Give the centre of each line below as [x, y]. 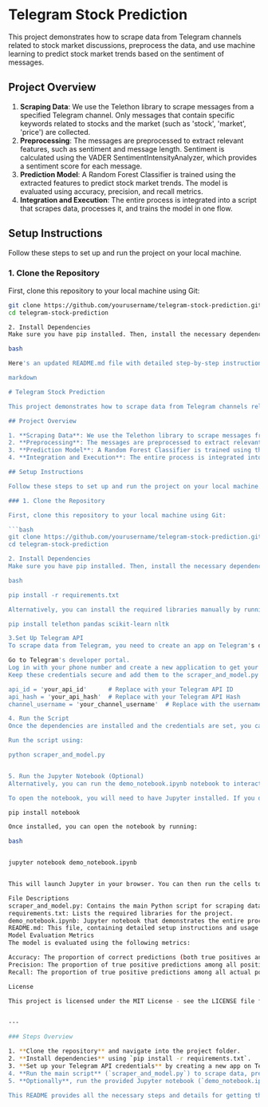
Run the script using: [46, 741]
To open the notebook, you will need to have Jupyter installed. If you [132, 798]
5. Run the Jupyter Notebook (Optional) [77, 776]
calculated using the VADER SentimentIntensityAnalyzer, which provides [138, 157]
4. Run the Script [39, 719]
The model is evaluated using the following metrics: [100, 943]
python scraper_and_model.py [57, 755]
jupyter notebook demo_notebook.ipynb [73, 863]
